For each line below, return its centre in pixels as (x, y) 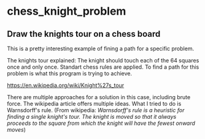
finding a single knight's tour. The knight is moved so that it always (92, 117)
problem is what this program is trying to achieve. (70, 73)
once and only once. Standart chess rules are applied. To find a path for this (103, 67)
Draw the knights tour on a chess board (84, 34)
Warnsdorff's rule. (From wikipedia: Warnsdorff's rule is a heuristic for (96, 110)
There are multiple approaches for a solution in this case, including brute (99, 97)
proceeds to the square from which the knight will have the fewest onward (101, 123)
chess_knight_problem (67, 11)
